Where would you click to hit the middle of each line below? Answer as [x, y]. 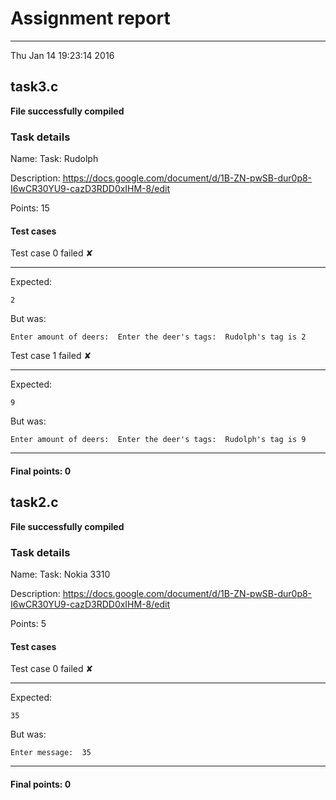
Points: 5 [28, 623]
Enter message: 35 [51, 753]
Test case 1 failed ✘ [51, 356]
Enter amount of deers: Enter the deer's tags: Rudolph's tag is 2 [158, 337]
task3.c [34, 87]
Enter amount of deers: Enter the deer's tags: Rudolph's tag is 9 [158, 440]
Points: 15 [30, 208]
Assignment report [90, 18]
